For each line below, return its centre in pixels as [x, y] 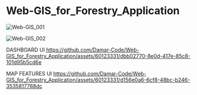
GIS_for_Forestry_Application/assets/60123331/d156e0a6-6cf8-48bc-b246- [98, 80]
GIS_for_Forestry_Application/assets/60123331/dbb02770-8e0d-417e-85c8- [98, 56]
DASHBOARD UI [26, 50]
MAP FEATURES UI [29, 73]
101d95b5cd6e [24, 62]
